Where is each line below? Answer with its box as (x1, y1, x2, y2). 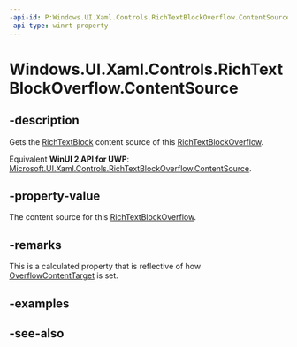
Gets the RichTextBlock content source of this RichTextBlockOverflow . (9, 136, 264, 147)
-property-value (9, 188, 101, 203)
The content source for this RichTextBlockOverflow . (9, 212, 197, 223)
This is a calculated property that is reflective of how (9, 261, 202, 272)
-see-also (9, 326, 65, 341)
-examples (9, 296, 70, 311)
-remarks (9, 238, 62, 253)
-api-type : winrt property (9, 21, 109, 30)
